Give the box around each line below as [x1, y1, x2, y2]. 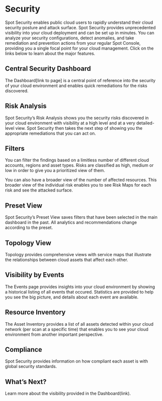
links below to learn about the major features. [5, 50, 95, 56]
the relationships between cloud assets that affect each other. [5, 257, 128, 262]
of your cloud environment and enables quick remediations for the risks [5, 83, 147, 88]
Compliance [5, 346, 43, 354]
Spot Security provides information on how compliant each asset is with [5, 358, 148, 364]
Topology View [5, 239, 52, 247]
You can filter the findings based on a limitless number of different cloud [5, 157, 149, 163]
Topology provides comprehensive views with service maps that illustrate [5, 252, 151, 257]
